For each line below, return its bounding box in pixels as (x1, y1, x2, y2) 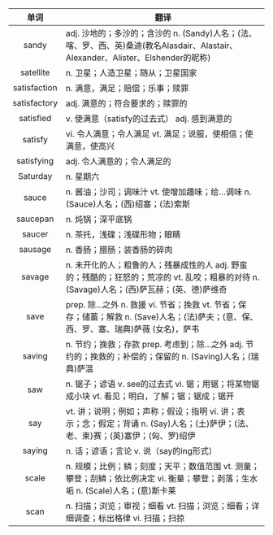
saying (22, 445, 49, 456)
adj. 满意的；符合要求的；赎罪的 (65, 98, 188, 109)
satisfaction (12, 82, 58, 93)
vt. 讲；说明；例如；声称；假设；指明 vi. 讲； (65, 406, 237, 417)
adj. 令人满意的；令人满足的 (65, 156, 171, 167)
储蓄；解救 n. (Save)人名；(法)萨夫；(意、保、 (81, 311, 258, 322)
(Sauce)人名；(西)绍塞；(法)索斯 (65, 198, 191, 210)
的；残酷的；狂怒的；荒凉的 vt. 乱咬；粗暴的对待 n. (65, 272, 260, 283)
